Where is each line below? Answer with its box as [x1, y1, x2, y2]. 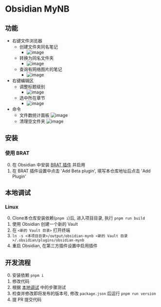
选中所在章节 [19, 95, 45, 101]
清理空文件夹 [19, 118, 45, 124]
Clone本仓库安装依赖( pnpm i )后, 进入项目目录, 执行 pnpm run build [12, 215, 145, 221]
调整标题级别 [19, 84, 45, 90]
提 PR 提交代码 [12, 297, 42, 303]
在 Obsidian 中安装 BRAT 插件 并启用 [12, 162, 86, 167]
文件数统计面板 [19, 112, 50, 118]
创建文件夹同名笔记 [19, 44, 58, 50]
